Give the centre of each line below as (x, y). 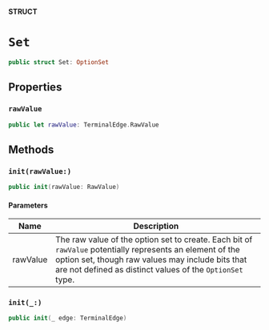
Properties (35, 87)
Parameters (28, 205)
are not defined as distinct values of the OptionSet (149, 270)
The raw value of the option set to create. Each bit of (154, 239)
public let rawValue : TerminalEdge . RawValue (84, 125)
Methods (31, 149)
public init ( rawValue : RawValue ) (64, 187)
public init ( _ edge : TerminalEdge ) (68, 318)
